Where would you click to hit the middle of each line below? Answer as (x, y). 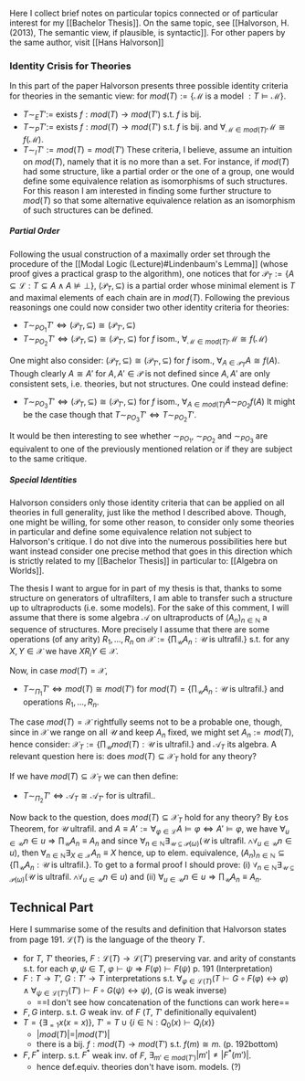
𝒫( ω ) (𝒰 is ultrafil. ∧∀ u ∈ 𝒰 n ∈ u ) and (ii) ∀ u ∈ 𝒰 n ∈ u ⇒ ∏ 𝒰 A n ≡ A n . (136, 878)
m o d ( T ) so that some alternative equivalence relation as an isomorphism (159, 200)
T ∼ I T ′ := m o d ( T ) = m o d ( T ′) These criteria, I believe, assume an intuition (158, 150)
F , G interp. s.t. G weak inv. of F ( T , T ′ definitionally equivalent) (140, 1012)
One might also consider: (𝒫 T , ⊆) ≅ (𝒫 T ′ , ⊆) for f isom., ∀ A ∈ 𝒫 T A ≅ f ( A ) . (145, 362)
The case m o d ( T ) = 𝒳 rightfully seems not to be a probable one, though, (146, 722)
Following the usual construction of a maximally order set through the (140, 254)
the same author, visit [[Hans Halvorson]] (87, 42)
